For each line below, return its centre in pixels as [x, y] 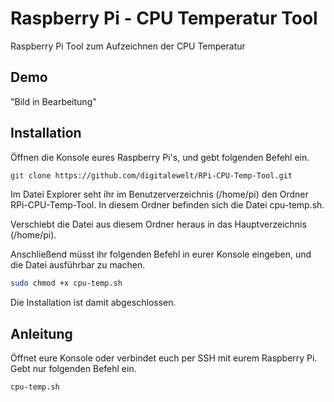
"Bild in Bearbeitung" [53, 101]
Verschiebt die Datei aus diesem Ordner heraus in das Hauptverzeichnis [158, 224]
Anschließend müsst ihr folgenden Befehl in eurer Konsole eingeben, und [161, 254]
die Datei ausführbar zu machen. [78, 265]
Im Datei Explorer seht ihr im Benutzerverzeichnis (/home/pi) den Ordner [159, 194]
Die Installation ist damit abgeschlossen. [93, 303]
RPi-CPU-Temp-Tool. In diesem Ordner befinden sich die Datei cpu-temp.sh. [167, 205]
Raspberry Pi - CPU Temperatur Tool [164, 18]
